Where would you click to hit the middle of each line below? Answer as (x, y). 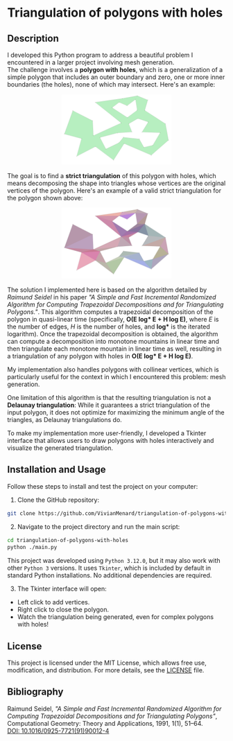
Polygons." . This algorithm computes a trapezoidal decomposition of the (110, 312)
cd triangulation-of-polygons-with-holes (68, 540)
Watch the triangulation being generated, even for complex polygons (115, 617)
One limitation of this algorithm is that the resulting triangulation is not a (109, 397)
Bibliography (35, 692)
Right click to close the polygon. (63, 610)
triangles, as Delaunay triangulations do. (65, 419)
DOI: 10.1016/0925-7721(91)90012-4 (58, 731)
